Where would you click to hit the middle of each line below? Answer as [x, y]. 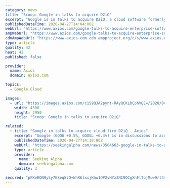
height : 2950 [28, 112]
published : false [24, 57]
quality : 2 [26, 169]
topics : [13, 85]
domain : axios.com [29, 76]
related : [14, 126]
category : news [21, 10]
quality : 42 [18, 48]
